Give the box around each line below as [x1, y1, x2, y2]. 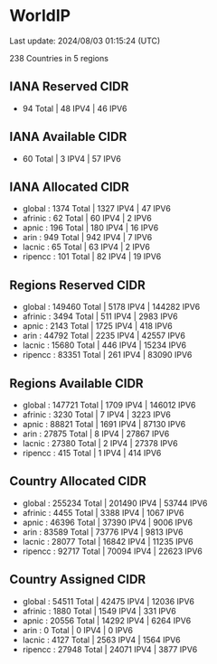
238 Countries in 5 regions [9, 52, 108, 63]
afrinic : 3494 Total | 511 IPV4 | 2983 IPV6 [22, 311, 178, 322]
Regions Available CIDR [9, 376, 144, 391]
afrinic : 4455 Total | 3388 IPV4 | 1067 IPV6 [22, 507, 184, 518]
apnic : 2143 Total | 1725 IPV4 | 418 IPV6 [22, 321, 174, 332]
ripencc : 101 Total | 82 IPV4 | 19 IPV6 [22, 251, 162, 262]
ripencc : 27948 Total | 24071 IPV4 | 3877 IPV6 [22, 643, 198, 655]
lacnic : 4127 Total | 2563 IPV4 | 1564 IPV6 [22, 634, 181, 645]
